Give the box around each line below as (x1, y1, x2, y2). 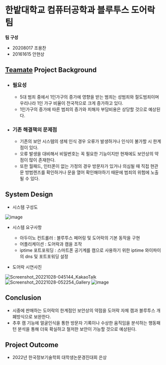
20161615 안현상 (12, 51, 45, 57)
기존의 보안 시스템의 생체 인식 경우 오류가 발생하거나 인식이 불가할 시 (19, 138, 152, 144)
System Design (5, 190, 53, 199)
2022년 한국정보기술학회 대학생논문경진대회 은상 (12, 355, 107, 361)
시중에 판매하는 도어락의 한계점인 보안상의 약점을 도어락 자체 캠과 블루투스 (12, 307, 156, 313)
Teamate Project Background (5, 66, 97, 74)
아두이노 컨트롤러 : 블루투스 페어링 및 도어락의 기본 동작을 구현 (19, 234, 140, 241)
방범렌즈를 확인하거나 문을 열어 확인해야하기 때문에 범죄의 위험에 (25, 169, 150, 175)
